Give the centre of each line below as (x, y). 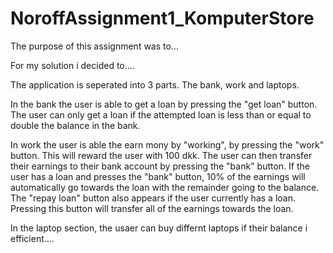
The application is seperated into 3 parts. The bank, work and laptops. (155, 84)
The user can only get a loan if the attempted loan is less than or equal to (161, 114)
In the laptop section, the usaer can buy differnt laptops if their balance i (159, 228)
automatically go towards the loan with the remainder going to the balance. (165, 187)
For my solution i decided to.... (72, 65)
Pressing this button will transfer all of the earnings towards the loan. (152, 208)
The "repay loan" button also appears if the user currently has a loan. (153, 198)
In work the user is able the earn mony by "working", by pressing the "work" (167, 144)
